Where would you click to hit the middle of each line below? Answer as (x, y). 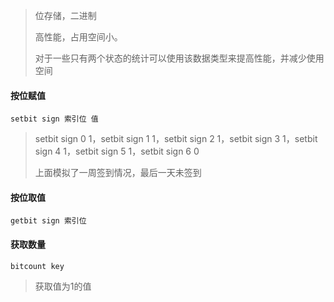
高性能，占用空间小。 (78, 37)
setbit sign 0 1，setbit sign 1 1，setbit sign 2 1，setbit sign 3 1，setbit (176, 139)
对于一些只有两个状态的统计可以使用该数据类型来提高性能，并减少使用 (179, 58)
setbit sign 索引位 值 (54, 119)
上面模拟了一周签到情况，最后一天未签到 (118, 173)
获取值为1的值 (63, 286)
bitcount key (37, 266)
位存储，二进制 (65, 15)
